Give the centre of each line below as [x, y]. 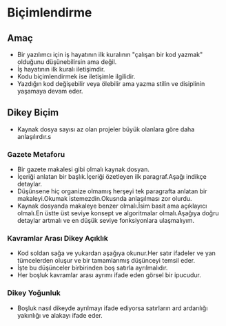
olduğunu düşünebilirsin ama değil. [67, 62]
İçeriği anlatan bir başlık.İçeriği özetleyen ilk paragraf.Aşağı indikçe [112, 177]
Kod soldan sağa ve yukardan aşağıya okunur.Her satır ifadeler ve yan [116, 253]
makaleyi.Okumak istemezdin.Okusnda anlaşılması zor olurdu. [104, 199]
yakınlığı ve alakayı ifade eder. [60, 315]
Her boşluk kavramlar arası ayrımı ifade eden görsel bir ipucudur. [109, 275]
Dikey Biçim [33, 112]
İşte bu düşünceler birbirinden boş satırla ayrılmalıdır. [92, 268]
